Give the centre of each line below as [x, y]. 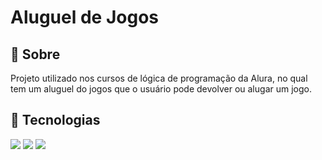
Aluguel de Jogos [84, 17]
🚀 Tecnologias [55, 120]
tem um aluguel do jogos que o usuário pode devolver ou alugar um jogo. [161, 89]
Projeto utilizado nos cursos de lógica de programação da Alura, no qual [159, 78]
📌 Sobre [35, 54]
